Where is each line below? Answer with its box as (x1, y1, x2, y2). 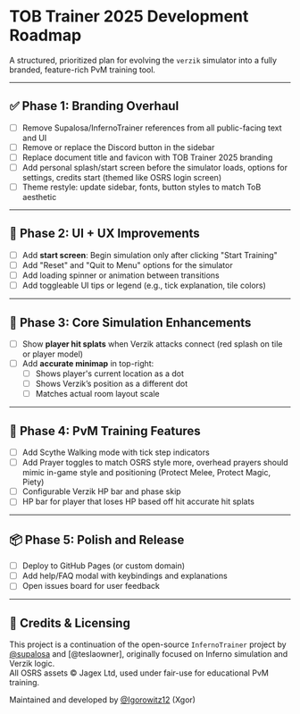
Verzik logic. (9, 659, 55, 669)
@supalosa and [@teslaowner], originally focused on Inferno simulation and (9, 649, 288, 659)
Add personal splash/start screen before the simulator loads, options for (21, 162, 288, 172)
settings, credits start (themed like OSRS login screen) (21, 172, 221, 182)
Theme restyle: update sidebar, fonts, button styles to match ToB (21, 181, 262, 192)
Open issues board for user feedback (21, 581, 161, 592)
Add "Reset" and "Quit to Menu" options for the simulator (21, 259, 234, 270)
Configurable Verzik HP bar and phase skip (21, 486, 181, 497)
